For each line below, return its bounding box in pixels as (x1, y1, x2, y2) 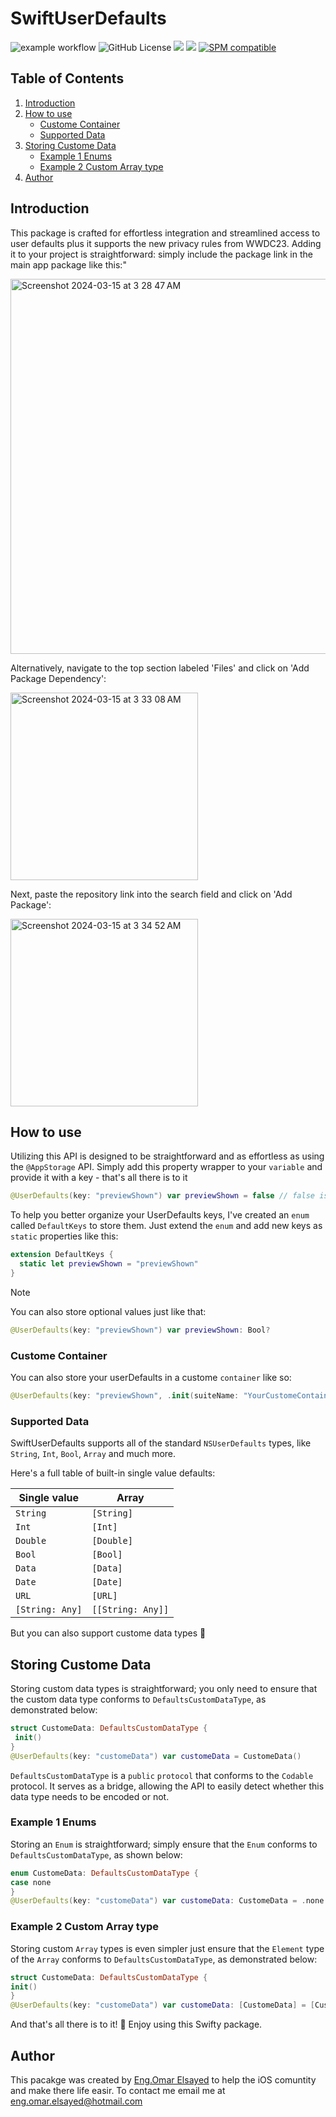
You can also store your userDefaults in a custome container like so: (10, 1372, 292, 1384)
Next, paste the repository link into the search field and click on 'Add (10, 888, 293, 900)
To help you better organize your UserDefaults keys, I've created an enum (10, 1209, 310, 1221)
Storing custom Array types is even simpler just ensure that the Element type (10, 1942, 325, 1954)
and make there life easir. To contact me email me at (10, 2084, 226, 2096)
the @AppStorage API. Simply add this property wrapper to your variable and (10, 1161, 323, 1173)
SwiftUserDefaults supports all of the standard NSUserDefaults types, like (10, 1437, 312, 1449)
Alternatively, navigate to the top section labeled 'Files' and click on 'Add (10, 662, 310, 674)
